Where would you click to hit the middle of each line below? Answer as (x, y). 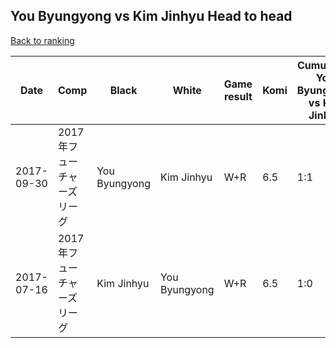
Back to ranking (42, 40)
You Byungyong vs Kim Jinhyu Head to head (151, 16)
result (238, 96)
